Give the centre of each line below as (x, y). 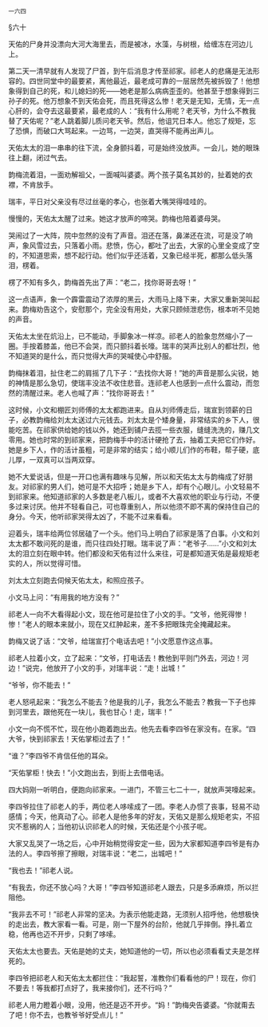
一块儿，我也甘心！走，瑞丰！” (122, 712)
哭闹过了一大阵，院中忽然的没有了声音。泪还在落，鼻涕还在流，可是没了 (127, 235)
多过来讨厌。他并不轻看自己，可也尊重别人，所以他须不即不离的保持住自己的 (134, 506)
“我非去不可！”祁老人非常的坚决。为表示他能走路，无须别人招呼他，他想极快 (134, 914)
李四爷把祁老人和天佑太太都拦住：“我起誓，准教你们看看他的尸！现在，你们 (132, 978)
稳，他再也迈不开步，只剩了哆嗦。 (64, 934)
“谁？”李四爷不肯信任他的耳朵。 (61, 755)
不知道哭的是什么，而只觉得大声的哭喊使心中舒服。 (92, 356)
